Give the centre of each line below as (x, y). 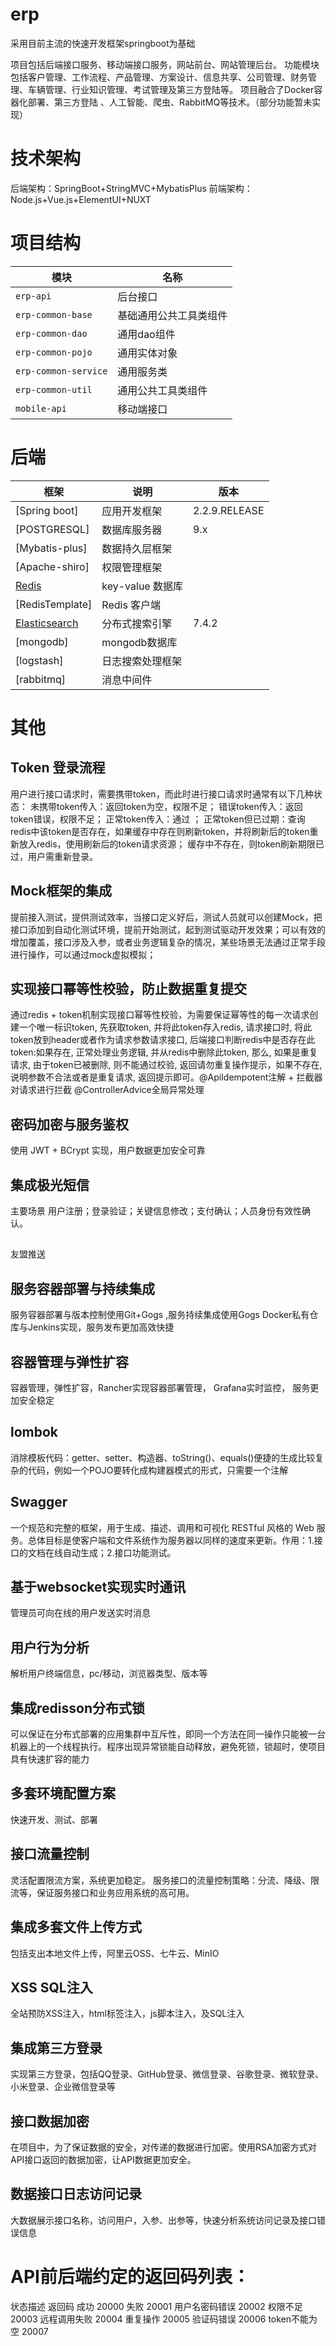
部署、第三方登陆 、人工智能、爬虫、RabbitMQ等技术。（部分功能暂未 (170, 102)
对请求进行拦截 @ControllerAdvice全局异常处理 (107, 1090)
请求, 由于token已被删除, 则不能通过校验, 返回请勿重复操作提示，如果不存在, (166, 1065)
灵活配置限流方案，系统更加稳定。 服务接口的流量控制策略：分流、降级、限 (165, 1880)
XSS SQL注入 (51, 1987)
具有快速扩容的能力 (50, 1759)
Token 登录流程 (58, 768)
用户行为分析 (50, 1647)
